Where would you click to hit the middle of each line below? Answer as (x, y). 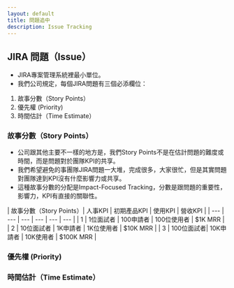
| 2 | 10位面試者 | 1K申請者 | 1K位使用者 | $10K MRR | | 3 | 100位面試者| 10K (114, 229)
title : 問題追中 (29, 20)
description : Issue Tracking (50, 27)
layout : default (31, 14)
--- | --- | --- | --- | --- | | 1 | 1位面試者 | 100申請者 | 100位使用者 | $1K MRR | (116, 219)
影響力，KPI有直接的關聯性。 (59, 196)
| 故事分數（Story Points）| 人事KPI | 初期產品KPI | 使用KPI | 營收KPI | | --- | (116, 211)
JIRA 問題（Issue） (49, 57)
